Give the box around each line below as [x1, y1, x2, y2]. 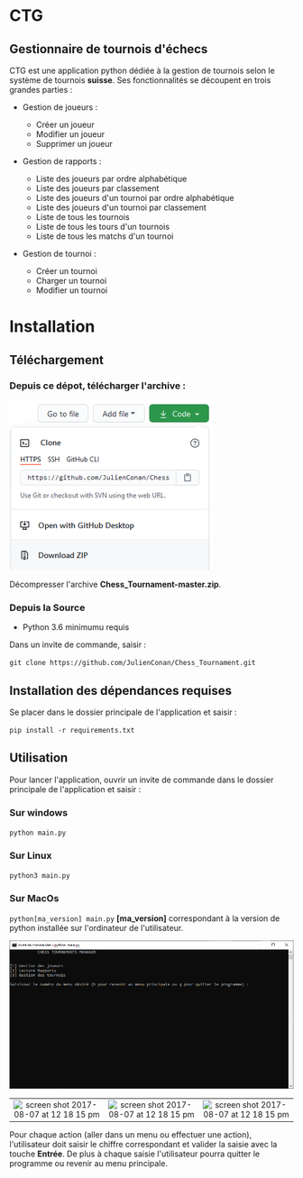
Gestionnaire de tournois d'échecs [9, 41, 208, 57]
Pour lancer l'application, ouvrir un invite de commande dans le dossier [9, 774, 274, 785]
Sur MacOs [9, 892, 60, 905]
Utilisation [9, 750, 69, 766]
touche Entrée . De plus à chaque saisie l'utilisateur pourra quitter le [9, 1148, 260, 1159]
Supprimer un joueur [35, 139, 113, 149]
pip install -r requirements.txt [9, 726, 135, 735]
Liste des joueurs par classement [35, 183, 160, 194]
